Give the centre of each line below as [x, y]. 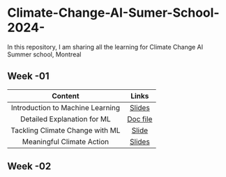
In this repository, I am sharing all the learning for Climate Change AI [105, 47]
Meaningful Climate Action [66, 141]
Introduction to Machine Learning [66, 107]
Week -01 [28, 76]
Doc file [140, 118]
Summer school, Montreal [44, 54]
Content [66, 95]
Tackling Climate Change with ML [66, 130]
